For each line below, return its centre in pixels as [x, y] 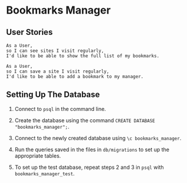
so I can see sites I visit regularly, [55, 51]
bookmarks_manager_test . [45, 173]
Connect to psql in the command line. [60, 109]
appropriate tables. [38, 156]
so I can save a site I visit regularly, [58, 71]
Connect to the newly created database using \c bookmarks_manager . [98, 138]
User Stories [29, 32]
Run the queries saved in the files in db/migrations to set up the [92, 149]
